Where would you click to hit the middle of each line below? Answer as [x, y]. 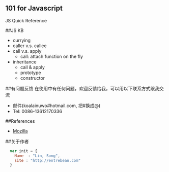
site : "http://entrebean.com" [48, 160]
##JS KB [15, 30]
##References [20, 121]
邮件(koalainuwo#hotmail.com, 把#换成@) [57, 106]
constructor [32, 78]
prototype [31, 73]
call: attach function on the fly [51, 56]
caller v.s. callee [30, 46]
